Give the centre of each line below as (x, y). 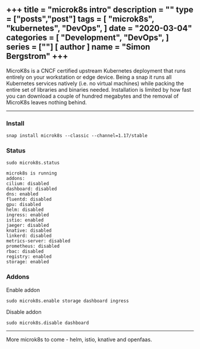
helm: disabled (25, 210)
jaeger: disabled (28, 226)
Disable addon (24, 311)
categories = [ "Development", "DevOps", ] (87, 38)
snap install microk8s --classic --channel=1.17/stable (77, 136)
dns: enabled (22, 194)
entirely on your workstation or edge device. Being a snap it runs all (89, 77)
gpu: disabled (24, 205)
